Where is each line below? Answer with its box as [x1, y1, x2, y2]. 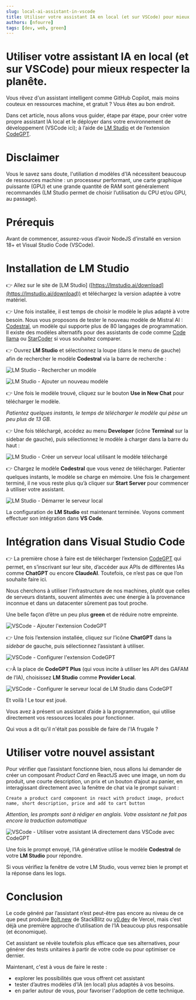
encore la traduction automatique [6, 817, 87, 824]
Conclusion [6, 891, 63, 903]
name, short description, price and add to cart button [6, 800, 145, 806]
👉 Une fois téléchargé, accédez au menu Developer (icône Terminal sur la [6, 427, 188, 434]
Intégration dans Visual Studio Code [6, 535, 185, 549]
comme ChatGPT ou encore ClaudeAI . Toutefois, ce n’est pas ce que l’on [6, 569, 183, 577]
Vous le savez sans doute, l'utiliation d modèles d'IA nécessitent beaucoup [6, 170, 186, 177]
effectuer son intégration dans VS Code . [6, 515, 104, 522]
